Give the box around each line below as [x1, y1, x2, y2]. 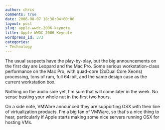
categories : [5, 40, 30, 45]
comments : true [5, 12, 37, 17]
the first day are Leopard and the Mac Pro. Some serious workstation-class [5, 63, 160, 69]
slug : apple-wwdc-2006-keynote [5, 26, 70, 31]
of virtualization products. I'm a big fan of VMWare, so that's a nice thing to [5, 109, 160, 115]
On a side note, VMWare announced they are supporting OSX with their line [5, 103, 161, 109]
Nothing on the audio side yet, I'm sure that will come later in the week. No [5, 88, 159, 94]
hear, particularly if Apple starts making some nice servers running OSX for [5, 114, 160, 120]
